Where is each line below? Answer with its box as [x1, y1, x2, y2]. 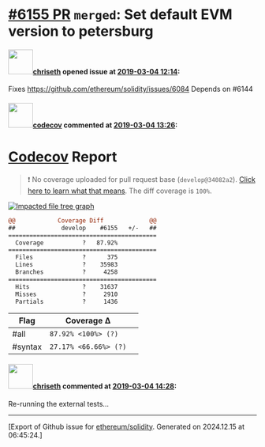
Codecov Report [8, 148, 118, 166]
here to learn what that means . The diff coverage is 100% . [27, 186, 213, 195]
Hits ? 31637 [15, 282, 118, 290]
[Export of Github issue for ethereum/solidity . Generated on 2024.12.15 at [8, 422, 245, 431]
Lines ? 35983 [15, 261, 118, 269]
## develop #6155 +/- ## [8, 224, 157, 232]
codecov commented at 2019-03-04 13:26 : [32, 120, 178, 130]
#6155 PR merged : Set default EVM [8, 6, 233, 24]
